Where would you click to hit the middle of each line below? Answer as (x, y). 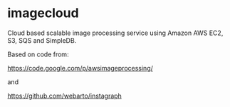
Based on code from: (38, 54)
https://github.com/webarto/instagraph (65, 96)
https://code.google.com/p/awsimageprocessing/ (80, 68)
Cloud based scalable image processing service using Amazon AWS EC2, (115, 33)
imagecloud (43, 13)
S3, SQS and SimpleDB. (42, 40)
